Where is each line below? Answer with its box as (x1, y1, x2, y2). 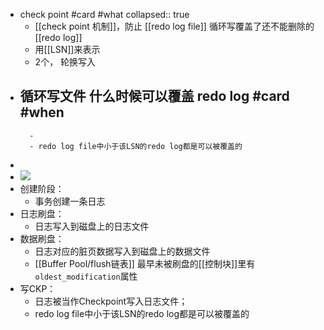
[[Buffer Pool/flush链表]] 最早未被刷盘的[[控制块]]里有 (34, 257, 256, 269)
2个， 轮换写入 (34, 56, 97, 68)
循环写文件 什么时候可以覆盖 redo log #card (19, 88, 290, 105)
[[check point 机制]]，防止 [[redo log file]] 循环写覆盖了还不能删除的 (34, 20, 315, 32)
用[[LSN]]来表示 (34, 44, 101, 55)
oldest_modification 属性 (34, 270, 138, 282)
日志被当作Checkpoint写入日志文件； (34, 295, 188, 307)
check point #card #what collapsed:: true (19, 9, 190, 20)
